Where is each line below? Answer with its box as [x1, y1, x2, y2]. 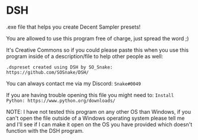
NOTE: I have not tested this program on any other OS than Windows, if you [6, 108, 191, 115]
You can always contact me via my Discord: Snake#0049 [6, 80, 142, 87]
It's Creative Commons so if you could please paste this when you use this [6, 46, 189, 54]
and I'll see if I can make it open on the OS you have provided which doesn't [6, 120, 193, 128]
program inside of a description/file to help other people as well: [6, 52, 164, 60]
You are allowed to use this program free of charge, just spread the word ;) [6, 35, 189, 42]
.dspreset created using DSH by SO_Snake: [6, 64, 113, 70]
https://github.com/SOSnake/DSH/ [6, 69, 89, 75]
